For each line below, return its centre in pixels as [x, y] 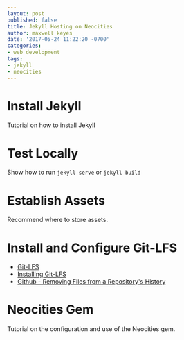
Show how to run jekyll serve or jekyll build [74, 172]
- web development [34, 53]
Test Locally [43, 153]
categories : [24, 46]
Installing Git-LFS [42, 274]
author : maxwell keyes [40, 33]
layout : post [26, 14]
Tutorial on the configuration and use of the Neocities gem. [91, 329]
